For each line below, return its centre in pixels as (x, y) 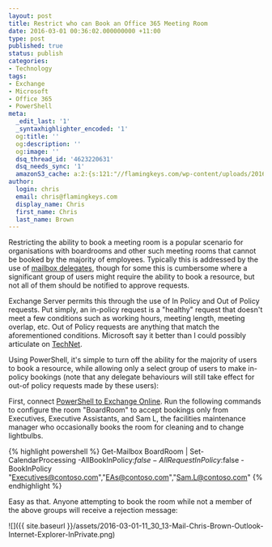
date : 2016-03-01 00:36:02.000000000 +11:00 (85, 31)
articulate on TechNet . (45, 344)
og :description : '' (49, 144)
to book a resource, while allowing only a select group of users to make (127, 369)
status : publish (36, 53)
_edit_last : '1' (43, 122)
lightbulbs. (26, 436)
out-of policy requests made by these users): (84, 386)
